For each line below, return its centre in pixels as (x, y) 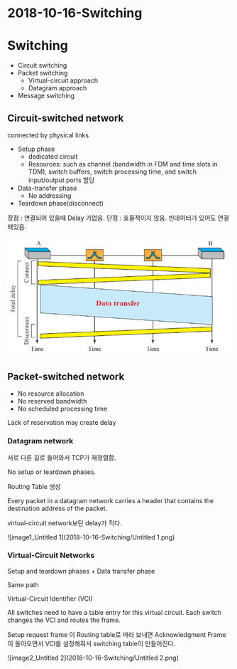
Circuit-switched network (66, 118)
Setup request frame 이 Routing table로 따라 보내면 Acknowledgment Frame (117, 634)
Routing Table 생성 (34, 486)
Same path (23, 584)
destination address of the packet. (57, 508)
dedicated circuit (53, 156)
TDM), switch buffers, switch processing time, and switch (112, 172)
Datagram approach (57, 88)
